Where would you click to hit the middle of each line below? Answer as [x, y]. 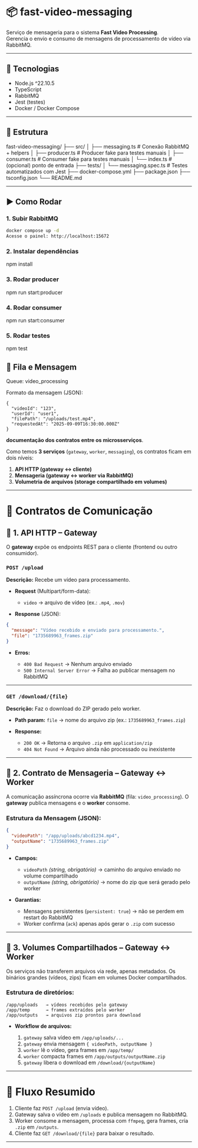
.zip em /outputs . [37, 1127]
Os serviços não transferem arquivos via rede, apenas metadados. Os [91, 971]
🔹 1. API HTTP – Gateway [52, 532]
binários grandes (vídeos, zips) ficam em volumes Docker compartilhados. [97, 977]
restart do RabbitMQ [48, 917]
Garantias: [28, 899]
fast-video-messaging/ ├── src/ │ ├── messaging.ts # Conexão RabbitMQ [98, 146]
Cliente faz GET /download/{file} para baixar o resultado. [85, 1133]
